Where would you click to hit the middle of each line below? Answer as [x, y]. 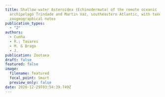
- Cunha [17, 37]
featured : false [22, 64]
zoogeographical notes [33, 19]
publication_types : [25, 23]
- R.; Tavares [24, 42]
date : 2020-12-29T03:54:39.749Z [38, 87]
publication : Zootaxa [27, 55]
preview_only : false [30, 82]
